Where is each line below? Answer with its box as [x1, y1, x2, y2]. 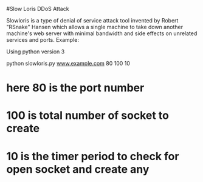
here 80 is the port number [6, 81, 145, 95]
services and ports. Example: [6, 36, 80, 43]
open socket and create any [6, 162, 150, 176]
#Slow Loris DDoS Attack [6, 5, 69, 12]
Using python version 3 [6, 48, 65, 55]
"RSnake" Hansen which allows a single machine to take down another [6, 24, 184, 30]
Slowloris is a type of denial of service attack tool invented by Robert [6, 17, 179, 24]
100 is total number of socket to [6, 109, 169, 123]
